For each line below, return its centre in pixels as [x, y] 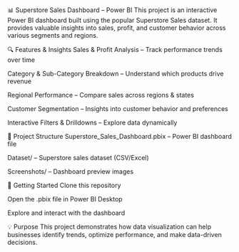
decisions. [22, 242]
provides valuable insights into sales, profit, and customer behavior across [117, 28]
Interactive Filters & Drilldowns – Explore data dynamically [92, 122]
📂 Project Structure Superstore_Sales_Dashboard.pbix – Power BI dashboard [119, 136]
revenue [20, 81]
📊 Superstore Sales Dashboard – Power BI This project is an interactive [112, 10]
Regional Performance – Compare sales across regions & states [101, 95]
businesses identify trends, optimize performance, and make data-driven [115, 235]
